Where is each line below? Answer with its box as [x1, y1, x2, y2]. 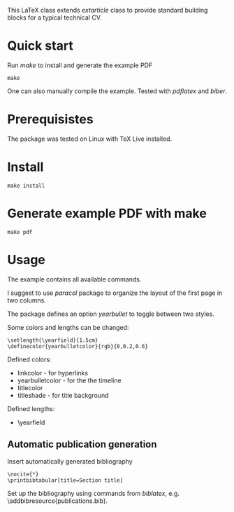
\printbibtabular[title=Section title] [7, 476, 124, 484]
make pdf [7, 228, 33, 235]
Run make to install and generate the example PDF [7, 61, 153, 69]
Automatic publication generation [7, 438, 157, 450]
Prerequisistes [7, 111, 94, 127]
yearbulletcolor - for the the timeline [17, 376, 122, 385]
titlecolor [17, 383, 43, 392]
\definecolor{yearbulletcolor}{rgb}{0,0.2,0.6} [7, 343, 149, 350]
